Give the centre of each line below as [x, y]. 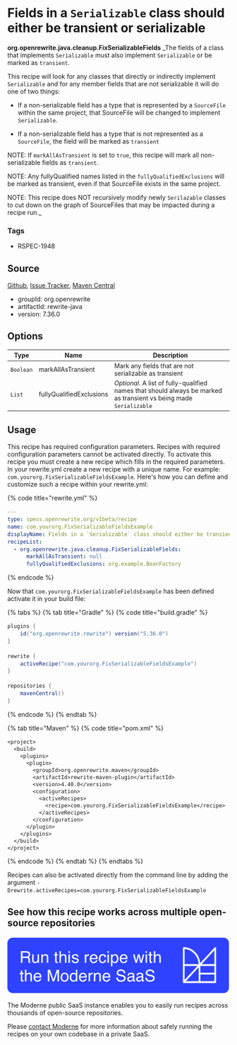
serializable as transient [148, 373]
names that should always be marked [168, 390]
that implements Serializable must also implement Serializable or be [110, 55]
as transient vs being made [153, 398]
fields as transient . [70, 162]
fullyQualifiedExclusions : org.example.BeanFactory [103, 564]
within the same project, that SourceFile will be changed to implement [119, 112]
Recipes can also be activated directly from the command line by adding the [118, 875]
